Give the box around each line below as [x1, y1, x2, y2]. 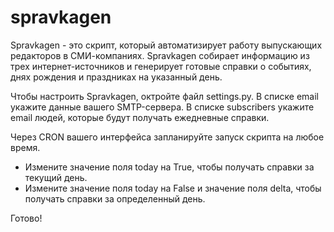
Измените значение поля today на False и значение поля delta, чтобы [24, 182, 322, 194]
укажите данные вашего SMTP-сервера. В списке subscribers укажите [10, 101, 315, 113]
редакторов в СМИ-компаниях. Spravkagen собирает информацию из [10, 49, 310, 61]
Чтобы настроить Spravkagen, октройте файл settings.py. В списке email [10, 90, 319, 102]
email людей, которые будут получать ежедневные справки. [10, 111, 270, 123]
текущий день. [24, 171, 88, 183]
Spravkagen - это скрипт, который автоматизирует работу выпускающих [10, 39, 323, 51]
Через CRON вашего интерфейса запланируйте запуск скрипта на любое [10, 131, 325, 143]
